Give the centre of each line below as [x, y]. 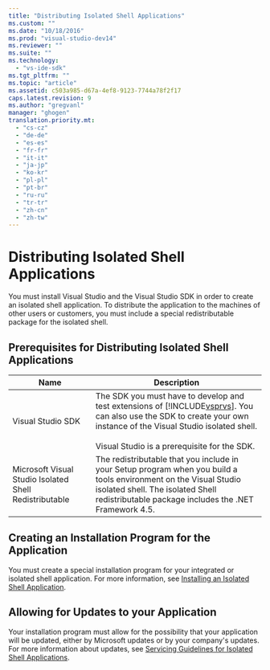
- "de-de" [32, 135]
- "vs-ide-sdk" [41, 68]
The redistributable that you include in [167, 459]
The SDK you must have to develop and [170, 396]
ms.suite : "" [30, 53]
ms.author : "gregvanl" [46, 105]
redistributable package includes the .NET [175, 499]
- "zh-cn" [32, 210]
